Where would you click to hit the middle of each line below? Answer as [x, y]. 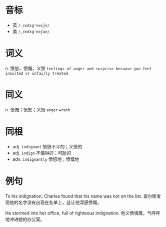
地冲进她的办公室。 [25, 219]
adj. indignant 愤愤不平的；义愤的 [47, 146]
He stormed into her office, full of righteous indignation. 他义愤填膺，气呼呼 [83, 213]
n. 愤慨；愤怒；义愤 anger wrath [38, 109]
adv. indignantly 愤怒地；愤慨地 [46, 159]
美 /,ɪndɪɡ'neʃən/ [31, 31]
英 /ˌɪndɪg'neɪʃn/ [31, 25]
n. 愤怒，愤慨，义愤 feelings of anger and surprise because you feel [78, 68]
